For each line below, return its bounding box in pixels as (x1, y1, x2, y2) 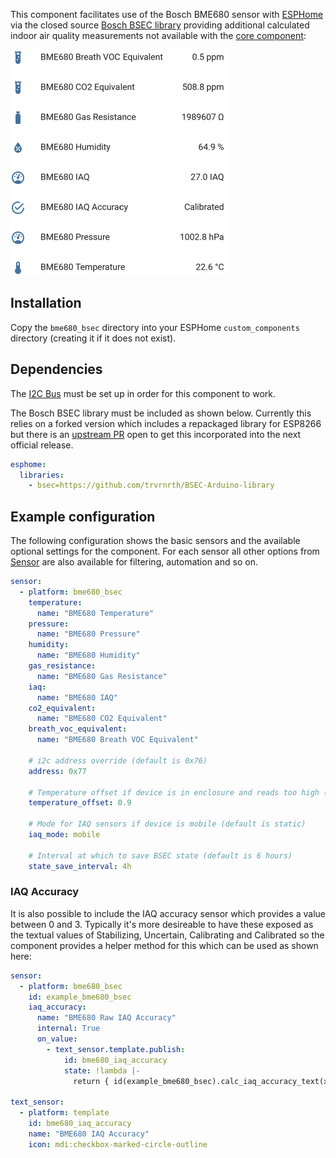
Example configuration (10, 508, 156, 525)
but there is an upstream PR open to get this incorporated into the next (10, 428, 302, 440)
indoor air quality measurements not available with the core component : (10, 30, 307, 41)
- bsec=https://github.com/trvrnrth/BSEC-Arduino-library (28, 480, 275, 491)
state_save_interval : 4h (28, 861, 132, 871)
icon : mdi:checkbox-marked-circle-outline (28, 1139, 208, 1149)
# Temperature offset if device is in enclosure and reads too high (28, 787, 320, 798)
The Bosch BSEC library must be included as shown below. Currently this (10, 407, 312, 419)
